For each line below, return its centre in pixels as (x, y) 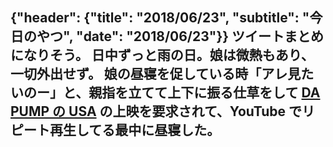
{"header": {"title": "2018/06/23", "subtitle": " (160, 18)
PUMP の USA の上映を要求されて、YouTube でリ (163, 111)
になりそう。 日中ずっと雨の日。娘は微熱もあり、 (162, 55)
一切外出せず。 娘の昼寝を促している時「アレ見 (156, 74)
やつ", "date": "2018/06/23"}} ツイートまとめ (180, 36)
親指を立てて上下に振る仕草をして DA (204, 93)
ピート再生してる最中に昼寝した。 (115, 130)
